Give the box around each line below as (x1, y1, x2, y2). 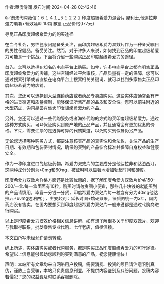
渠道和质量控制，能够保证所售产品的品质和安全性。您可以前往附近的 (21, 99, 159, 105)
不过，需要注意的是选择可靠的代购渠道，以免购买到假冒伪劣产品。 (13, 128, 146, 133)
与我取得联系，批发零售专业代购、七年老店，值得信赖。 (5, 224, 116, 230)
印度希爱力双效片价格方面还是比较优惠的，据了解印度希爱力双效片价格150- (5, 177, 155, 183)
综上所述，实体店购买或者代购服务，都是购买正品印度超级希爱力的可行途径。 (5, 245, 159, 251)
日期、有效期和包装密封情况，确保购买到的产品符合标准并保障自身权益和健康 (5, 144, 159, 150)
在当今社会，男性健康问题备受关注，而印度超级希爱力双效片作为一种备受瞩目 (5, 42, 159, 47)
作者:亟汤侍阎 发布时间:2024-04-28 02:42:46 (5, 4, 97, 10)
